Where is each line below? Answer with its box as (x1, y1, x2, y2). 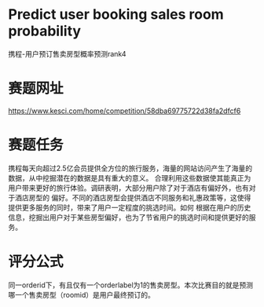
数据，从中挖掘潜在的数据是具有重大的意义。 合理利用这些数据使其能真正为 (8, 173, 251, 182)
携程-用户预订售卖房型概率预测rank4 (8, 49, 126, 58)
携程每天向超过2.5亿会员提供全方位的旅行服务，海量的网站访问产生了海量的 (8, 163, 253, 173)
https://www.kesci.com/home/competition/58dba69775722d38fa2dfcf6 (8, 106, 241, 115)
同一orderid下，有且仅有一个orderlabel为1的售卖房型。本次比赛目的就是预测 (8, 280, 254, 290)
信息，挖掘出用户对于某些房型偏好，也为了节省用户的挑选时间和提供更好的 (8, 212, 249, 221)
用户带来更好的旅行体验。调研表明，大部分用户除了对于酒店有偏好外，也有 (8, 183, 249, 192)
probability (8, 22, 81, 40)
